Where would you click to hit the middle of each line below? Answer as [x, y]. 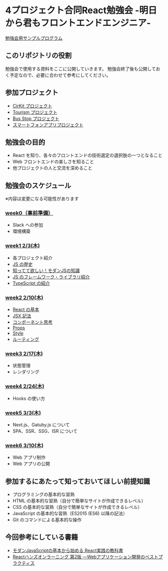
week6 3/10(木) [24, 445]
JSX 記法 [22, 316]
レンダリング [26, 372]
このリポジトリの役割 [38, 55]
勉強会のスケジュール [38, 185]
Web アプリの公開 [31, 464]
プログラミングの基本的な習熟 [43, 494]
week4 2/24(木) [25, 387]
